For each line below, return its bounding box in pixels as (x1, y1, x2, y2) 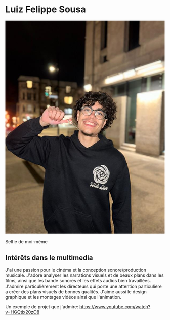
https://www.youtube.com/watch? (79, 303, 151, 310)
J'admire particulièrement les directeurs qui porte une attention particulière (5, 283, 162, 289)
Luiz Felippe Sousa (5, 4, 86, 15)
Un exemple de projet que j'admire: (5, 303, 78, 310)
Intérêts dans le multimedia (5, 254, 93, 262)
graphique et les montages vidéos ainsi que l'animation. (5, 294, 121, 300)
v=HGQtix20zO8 (5, 309, 40, 315)
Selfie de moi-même (5, 238, 48, 244)
